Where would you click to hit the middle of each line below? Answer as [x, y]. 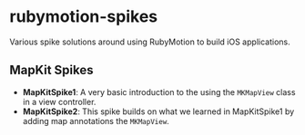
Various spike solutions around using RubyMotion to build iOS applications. [150, 42]
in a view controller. [59, 101]
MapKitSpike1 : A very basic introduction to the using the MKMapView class [159, 92]
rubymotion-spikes [83, 17]
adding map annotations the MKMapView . [96, 121]
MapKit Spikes [51, 70]
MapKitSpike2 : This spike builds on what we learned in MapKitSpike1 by [158, 111]
